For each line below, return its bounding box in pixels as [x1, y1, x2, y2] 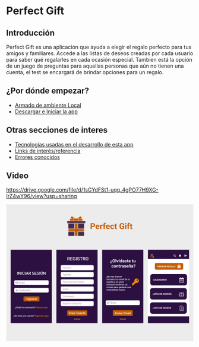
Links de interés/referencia [14, 147, 81, 154]
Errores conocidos [14, 153, 61, 161]
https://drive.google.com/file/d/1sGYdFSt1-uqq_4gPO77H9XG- [6, 186, 159, 193]
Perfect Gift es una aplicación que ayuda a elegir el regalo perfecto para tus [6, 43, 192, 50]
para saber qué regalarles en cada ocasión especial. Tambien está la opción [6, 56, 193, 63]
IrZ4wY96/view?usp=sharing [6, 193, 77, 200]
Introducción [6, 28, 55, 38]
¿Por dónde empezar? [6, 86, 90, 96]
